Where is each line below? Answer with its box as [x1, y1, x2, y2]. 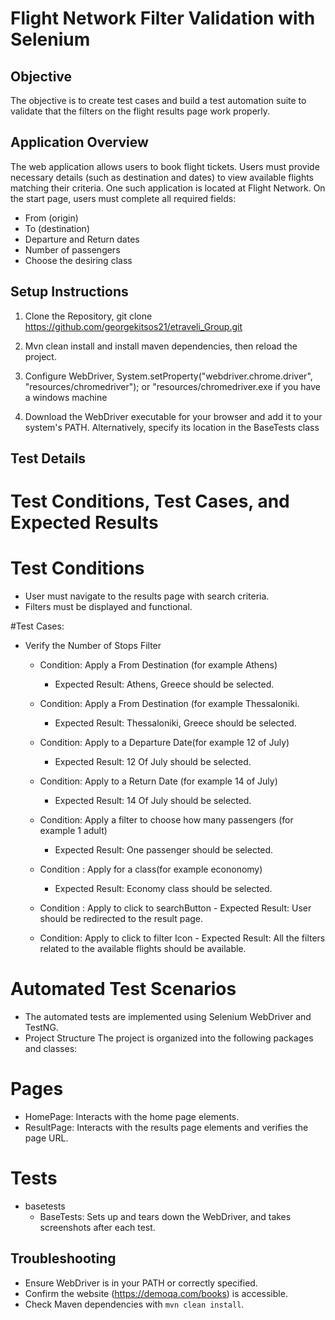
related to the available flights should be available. [39, 943, 247, 955]
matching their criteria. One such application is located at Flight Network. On [10, 182, 326, 194]
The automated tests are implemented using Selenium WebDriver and [24, 1011, 312, 1023]
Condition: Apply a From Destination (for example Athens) [39, 659, 278, 671]
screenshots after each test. [39, 1221, 156, 1233]
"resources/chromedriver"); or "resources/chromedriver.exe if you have [24, 380, 321, 392]
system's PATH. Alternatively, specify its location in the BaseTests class [24, 421, 320, 433]
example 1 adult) [39, 825, 108, 837]
